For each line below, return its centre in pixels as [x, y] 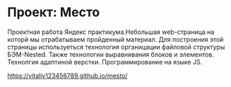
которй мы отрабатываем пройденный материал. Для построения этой [115, 39]
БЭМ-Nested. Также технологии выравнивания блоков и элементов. [111, 54]
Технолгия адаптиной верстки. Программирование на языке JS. [105, 62]
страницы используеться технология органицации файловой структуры [116, 47]
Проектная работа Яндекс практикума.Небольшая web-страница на [111, 32]
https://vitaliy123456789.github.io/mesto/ [67, 76]
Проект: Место [54, 12]
